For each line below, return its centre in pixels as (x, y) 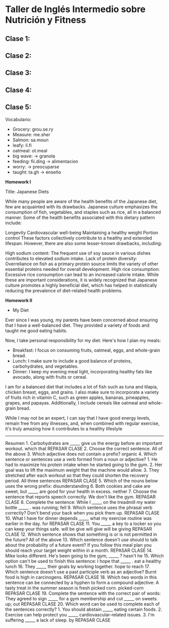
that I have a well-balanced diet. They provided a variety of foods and (77, 325)
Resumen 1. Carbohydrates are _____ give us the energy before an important (84, 443)
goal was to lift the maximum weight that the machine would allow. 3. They (82, 470)
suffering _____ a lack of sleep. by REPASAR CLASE (58, 620)
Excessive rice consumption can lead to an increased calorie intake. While (82, 274)
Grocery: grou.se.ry (33, 129)
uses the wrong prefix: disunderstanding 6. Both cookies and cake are (78, 486)
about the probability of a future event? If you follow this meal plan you (78, 545)
